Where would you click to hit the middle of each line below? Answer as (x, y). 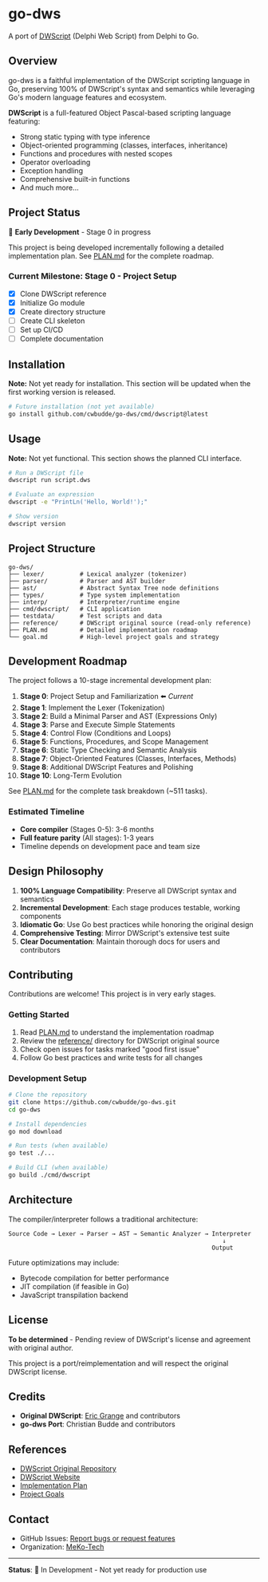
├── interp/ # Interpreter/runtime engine (94, 602)
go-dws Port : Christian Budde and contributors (97, 1424)
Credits (27, 1397)
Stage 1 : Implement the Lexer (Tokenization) (92, 708)
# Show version (33, 517)
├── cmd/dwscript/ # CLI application (75, 609)
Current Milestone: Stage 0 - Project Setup (93, 276)
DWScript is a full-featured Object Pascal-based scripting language (120, 112)
